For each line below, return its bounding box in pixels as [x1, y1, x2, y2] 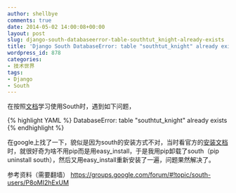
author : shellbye [7, 10, 58, 18]
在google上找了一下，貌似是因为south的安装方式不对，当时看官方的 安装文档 [7, 138, 228, 147]
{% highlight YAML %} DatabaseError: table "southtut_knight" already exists [7, 117, 228, 125]
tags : [7, 69, 23, 76]
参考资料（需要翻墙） [7, 171, 69, 179]
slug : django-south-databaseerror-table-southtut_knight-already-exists [7, 36, 225, 44]
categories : [7, 56, 42, 63]
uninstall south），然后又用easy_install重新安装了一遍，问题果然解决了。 [7, 156, 216, 164]
